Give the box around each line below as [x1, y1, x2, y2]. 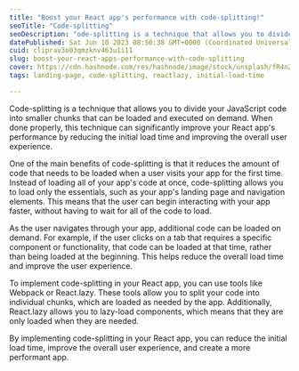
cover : [9, 63, 34, 72]
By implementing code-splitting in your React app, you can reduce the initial [9, 333, 287, 343]
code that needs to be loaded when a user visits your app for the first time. [9, 167, 283, 178]
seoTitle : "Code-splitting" [9, 21, 114, 30]
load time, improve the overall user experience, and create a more [9, 342, 251, 352]
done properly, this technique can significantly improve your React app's [9, 122, 276, 133]
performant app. [9, 351, 69, 362]
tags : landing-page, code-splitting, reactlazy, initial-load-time [9, 71, 265, 80]
